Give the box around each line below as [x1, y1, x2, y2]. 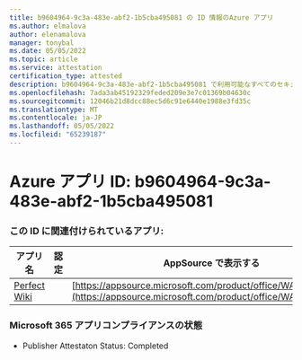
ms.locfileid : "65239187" [9, 130, 106, 139]
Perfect [13, 279, 45, 292]
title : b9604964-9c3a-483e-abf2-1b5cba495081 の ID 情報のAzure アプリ [9, 13, 274, 22]
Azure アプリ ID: [9, 171, 132, 192]
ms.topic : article [9, 55, 78, 64]
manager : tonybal [9, 38, 75, 48]
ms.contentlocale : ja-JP [9, 113, 102, 122]
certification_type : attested [9, 72, 123, 81]
